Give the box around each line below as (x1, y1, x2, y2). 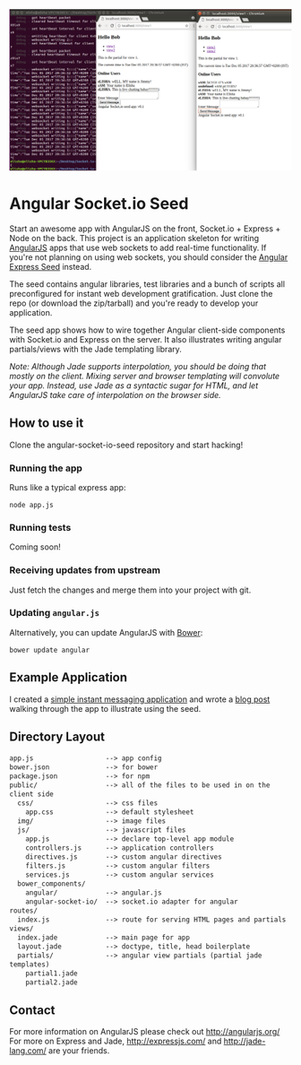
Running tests (9, 521, 72, 533)
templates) (9, 960, 50, 969)
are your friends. (47, 1045, 110, 1056)
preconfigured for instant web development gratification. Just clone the (9, 288, 273, 299)
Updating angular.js (9, 607, 100, 619)
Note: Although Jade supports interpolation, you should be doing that (9, 360, 267, 371)
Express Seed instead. (9, 261, 92, 272)
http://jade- (223, 1035, 266, 1047)
